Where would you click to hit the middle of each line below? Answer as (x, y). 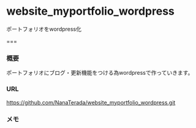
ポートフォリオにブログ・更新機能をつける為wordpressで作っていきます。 (100, 73)
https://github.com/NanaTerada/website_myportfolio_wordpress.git (91, 102)
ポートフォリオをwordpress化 (44, 29)
